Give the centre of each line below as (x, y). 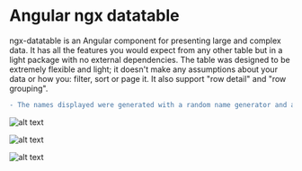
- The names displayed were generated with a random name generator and (148, 104)
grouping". (29, 88)
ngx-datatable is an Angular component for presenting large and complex (145, 40)
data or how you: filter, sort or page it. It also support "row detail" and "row (148, 78)
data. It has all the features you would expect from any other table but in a (146, 49)
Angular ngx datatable (94, 16)
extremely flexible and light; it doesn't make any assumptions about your (144, 69)
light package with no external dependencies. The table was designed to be (150, 59)
